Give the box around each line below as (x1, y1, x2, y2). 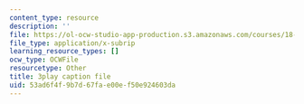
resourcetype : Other (9, 64, 88, 73)
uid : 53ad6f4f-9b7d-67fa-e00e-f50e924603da (9, 80, 176, 90)
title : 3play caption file (9, 72, 111, 81)
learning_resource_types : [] (9, 47, 119, 56)
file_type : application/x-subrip (9, 38, 136, 48)
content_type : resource (9, 13, 100, 23)
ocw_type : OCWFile (9, 55, 79, 64)
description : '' (9, 22, 71, 31)
